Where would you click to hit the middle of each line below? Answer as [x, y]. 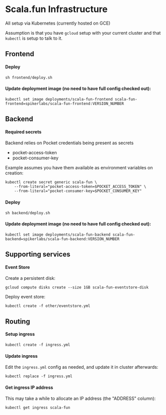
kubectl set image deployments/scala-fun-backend [58, 235]
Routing [18, 321]
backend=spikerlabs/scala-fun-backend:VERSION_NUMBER [62, 239]
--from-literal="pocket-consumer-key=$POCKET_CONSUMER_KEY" [78, 191]
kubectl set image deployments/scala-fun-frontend [59, 99]
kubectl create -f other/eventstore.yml [48, 306]
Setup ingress [20, 334]
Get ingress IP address [29, 387]
